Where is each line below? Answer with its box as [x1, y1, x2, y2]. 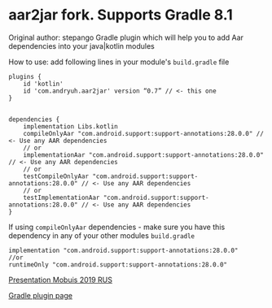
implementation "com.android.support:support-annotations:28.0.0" [8, 246, 239, 254]
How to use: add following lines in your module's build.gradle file [8, 57, 230, 67]
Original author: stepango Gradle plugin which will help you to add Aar [8, 33, 244, 42]
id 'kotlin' [23, 80, 64, 88]
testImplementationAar [23, 193, 100, 202]
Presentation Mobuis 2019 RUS [8, 275, 112, 284]
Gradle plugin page [8, 290, 73, 300]
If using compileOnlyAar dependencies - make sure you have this [8, 222, 226, 232]
